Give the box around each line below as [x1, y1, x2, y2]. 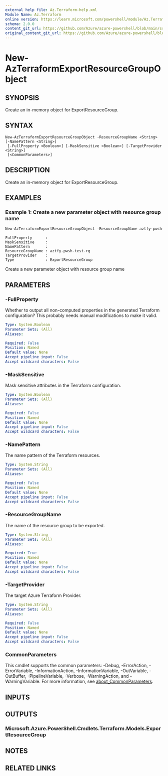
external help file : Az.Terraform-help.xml [5, 7, 97, 13]
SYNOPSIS [5, 93, 39, 102]
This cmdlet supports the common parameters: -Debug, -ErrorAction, [5, 663, 148, 669]
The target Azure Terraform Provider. [5, 592, 81, 598]
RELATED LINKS [5, 763, 56, 772]
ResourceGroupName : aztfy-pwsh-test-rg [5, 249, 91, 254]
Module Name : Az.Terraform [5, 12, 61, 17]
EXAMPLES [5, 194, 41, 202]
